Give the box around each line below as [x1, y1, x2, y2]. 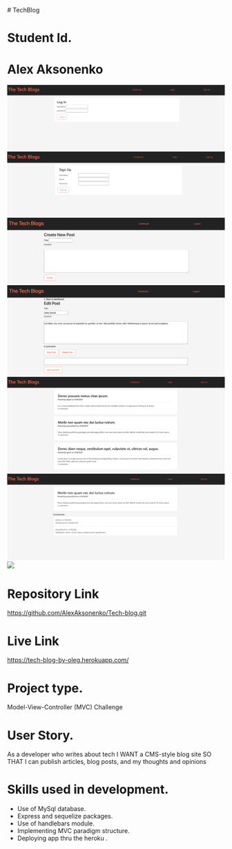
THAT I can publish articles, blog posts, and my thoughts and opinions [7, 758, 207, 766]
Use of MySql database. [17, 805, 86, 813]
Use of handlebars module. [17, 819, 95, 828]
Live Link [7, 633, 60, 649]
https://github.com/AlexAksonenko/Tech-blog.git [7, 609, 147, 617]
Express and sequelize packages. [17, 812, 113, 821]
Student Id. [7, 30, 72, 46]
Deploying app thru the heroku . [17, 834, 108, 843]
